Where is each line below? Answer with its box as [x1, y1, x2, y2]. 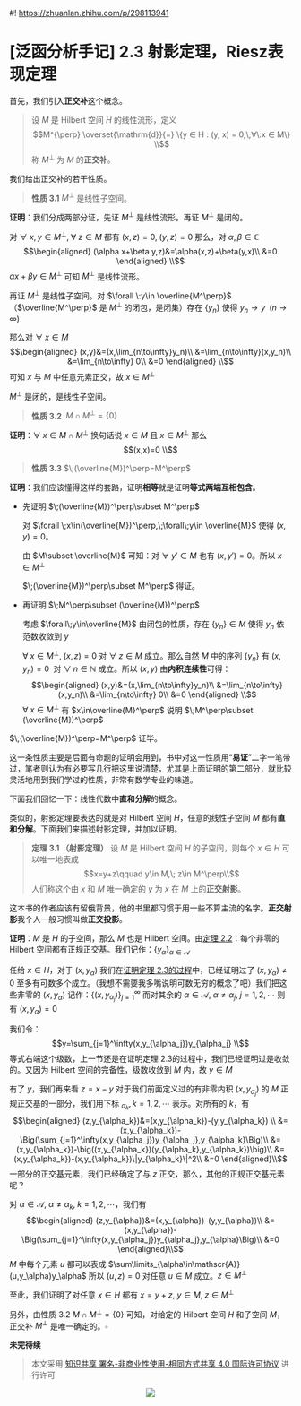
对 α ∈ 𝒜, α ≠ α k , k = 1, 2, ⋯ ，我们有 [9, 1198, 147, 1212]
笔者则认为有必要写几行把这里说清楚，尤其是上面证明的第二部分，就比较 [24, 763, 292, 774]
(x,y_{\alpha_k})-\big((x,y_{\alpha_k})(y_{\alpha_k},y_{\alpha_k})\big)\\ [16, 1143, 273, 1154]
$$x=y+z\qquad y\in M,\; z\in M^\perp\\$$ [83, 868, 240, 879]
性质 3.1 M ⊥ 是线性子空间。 [30, 191, 132, 203]
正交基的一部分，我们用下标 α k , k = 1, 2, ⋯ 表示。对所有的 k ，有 [16, 1098, 250, 1112]
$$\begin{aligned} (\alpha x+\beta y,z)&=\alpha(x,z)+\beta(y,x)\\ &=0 [23, 246, 278, 256]
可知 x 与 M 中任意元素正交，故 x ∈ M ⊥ [9, 370, 156, 382]
